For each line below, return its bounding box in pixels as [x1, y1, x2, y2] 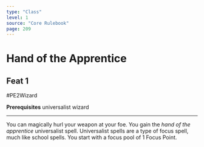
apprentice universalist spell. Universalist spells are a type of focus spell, [6, 128, 189, 135]
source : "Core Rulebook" [6, 20, 69, 26]
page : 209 [6, 25, 32, 32]
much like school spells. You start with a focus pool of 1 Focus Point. [6, 134, 177, 141]
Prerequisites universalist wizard [6, 103, 89, 111]
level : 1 [6, 15, 29, 21]
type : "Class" [6, 8, 42, 15]
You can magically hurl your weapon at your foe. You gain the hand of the [6, 121, 191, 128]
